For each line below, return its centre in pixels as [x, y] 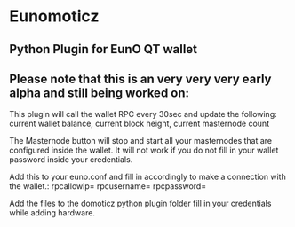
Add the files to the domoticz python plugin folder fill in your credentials [140, 204]
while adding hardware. [52, 213]
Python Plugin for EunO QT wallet [104, 49]
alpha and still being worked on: [99, 93]
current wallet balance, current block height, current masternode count [139, 124]
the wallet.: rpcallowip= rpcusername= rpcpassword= [108, 186]
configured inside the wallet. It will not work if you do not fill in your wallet [144, 150]
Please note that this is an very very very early [140, 78]
